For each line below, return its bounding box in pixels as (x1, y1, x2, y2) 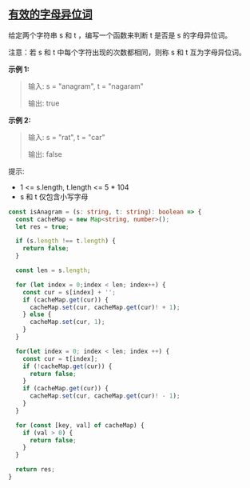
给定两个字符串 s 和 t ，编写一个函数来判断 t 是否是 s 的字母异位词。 (8, 30, 232, 40)
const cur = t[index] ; (22, 354, 98, 362)
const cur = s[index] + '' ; (22, 288, 116, 296)
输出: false (27, 149, 62, 158)
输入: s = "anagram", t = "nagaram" (27, 81, 144, 90)
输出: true (27, 98, 60, 108)
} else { (22, 310, 52, 318)
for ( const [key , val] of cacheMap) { (15, 421, 145, 430)
